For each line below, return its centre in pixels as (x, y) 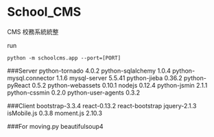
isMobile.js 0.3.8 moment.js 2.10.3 (55, 113)
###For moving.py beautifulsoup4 (56, 126)
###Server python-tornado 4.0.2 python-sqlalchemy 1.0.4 (89, 71)
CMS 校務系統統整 (33, 32)
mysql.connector (31, 78)
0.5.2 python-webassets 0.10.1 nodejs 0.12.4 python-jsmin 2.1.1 (120, 85)
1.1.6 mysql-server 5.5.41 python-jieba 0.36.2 (119, 78)
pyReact (19, 85)
